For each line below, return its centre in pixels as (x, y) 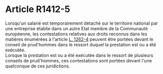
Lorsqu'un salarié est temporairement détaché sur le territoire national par (81, 23)
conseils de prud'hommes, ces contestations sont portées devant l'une (78, 60)
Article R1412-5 (38, 9)
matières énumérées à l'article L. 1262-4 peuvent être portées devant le (79, 39)
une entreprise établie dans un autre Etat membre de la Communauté (76, 28)
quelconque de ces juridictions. (38, 66)
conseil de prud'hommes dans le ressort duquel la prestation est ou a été (81, 44)
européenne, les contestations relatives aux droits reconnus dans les (76, 34)
